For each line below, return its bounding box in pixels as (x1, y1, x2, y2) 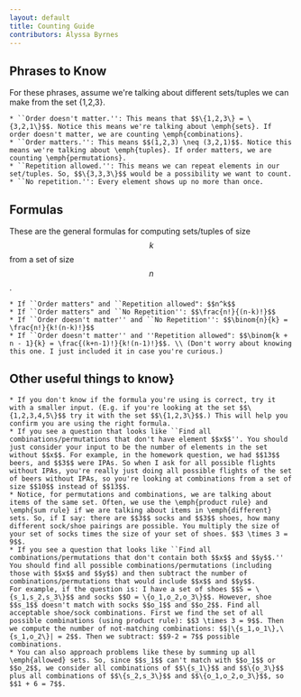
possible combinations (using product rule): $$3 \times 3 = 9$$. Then (9, 616, 284, 625)
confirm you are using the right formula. (9, 418, 171, 428)
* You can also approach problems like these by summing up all (9, 647, 256, 656)
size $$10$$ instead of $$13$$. (9, 481, 131, 491)
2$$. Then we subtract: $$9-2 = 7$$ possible (66, 632, 241, 641)
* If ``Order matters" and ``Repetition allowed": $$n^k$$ (9, 299, 236, 308)
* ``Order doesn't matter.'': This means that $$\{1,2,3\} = (9, 115, 244, 124)
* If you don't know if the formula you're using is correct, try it (9, 395, 277, 404)
